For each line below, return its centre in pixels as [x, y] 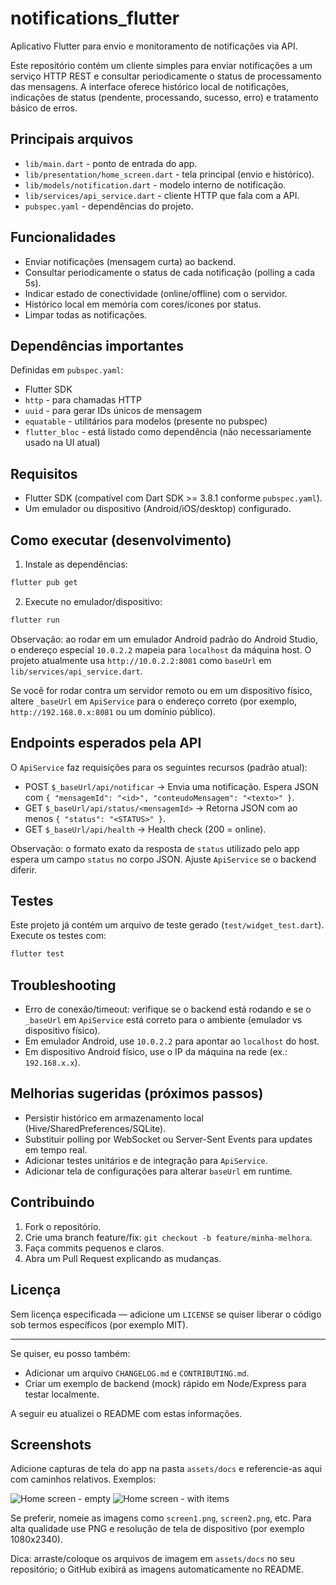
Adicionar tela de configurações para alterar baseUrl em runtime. [158, 1171]
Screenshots [51, 1444]
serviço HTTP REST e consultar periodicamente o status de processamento [166, 76]
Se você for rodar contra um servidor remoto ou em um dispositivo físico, [161, 690]
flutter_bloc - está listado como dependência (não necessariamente [168, 432]
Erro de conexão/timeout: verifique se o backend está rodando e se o [168, 1009]
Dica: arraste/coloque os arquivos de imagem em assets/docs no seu [152, 1559]
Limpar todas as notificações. [86, 314]
